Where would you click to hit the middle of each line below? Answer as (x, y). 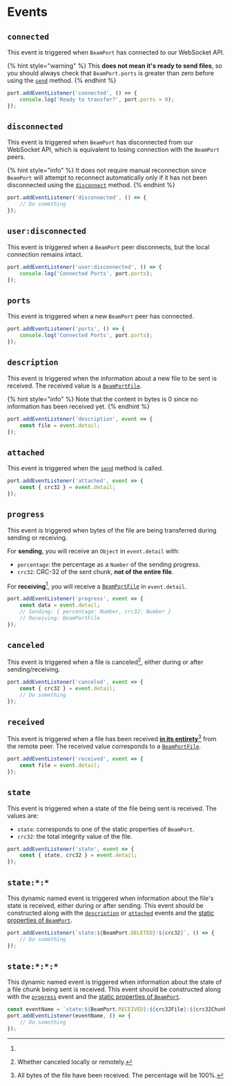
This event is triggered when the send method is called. (85, 468)
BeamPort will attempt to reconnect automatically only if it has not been (107, 178)
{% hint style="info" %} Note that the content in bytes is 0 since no (103, 399)
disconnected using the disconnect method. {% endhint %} (91, 185)
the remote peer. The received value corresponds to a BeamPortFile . (104, 746)
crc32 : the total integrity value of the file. (75, 836)
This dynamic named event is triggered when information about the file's (110, 898)
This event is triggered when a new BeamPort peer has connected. (101, 316)
